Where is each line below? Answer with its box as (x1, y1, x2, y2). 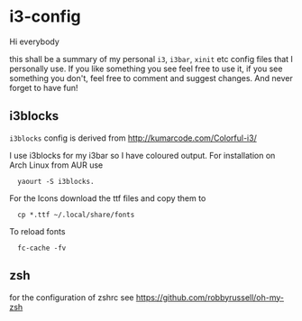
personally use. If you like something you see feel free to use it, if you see (9, 63, 283, 74)
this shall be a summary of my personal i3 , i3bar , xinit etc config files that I (9, 53, 293, 64)
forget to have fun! (9, 82, 78, 93)
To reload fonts (9, 225, 66, 236)
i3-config (9, 6, 81, 27)
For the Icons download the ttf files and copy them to (9, 192, 206, 204)
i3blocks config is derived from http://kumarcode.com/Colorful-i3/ (9, 133, 257, 143)
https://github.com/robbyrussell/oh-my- (135, 291, 285, 303)
